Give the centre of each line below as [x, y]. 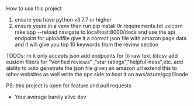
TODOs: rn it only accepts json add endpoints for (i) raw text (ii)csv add [92, 56]
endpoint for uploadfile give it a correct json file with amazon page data [101, 38]
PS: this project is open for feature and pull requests [69, 86]
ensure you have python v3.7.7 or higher [63, 20]
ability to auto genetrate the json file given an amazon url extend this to [91, 68]
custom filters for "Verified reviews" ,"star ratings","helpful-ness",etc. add [95, 62]
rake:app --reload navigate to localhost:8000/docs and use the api [95, 32]
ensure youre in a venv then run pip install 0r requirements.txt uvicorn [98, 26]
